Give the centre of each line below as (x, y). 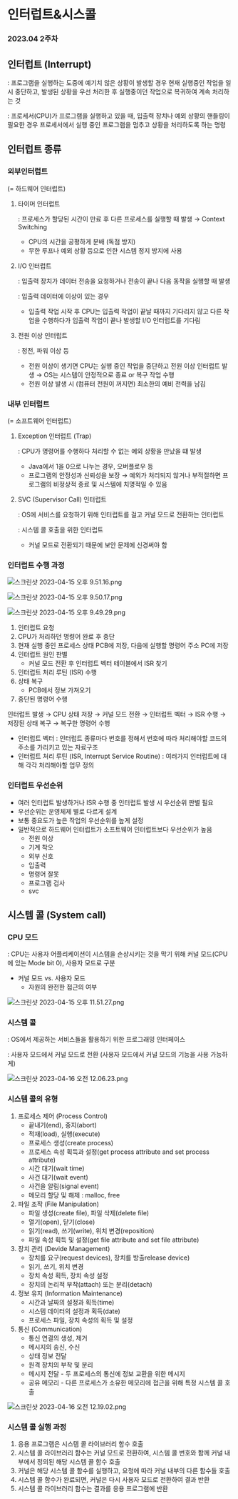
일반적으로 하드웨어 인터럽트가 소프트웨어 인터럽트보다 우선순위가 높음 (115, 829)
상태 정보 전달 (47, 1355)
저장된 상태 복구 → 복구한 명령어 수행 (59, 723)
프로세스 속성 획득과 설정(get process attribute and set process (119, 1152)
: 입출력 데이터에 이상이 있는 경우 (63, 296)
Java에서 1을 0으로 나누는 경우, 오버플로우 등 (91, 466)
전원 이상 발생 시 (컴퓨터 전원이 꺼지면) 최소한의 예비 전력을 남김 (117, 384)
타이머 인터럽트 (39, 204)
